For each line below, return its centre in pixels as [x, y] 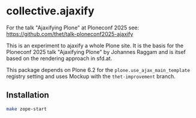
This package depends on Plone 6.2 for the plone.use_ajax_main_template [98, 69]
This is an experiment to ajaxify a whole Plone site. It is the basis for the [95, 46]
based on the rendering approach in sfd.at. [59, 58]
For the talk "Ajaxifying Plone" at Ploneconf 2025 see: [73, 28]
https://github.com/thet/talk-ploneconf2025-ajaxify [70, 34]
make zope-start [26, 109]
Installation [28, 95]
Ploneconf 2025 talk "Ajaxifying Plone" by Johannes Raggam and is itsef [96, 52]
